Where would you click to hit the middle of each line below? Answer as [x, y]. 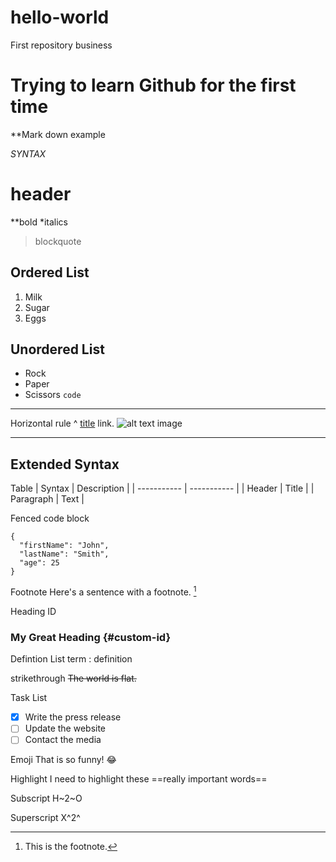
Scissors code [53, 395]
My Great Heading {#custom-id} [91, 637]
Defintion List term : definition [71, 659]
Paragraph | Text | [47, 499]
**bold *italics [39, 222]
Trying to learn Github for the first [153, 85]
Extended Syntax [65, 464]
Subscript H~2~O [46, 798]
